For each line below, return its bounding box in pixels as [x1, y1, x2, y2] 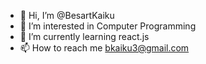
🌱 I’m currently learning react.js [19, 31, 150, 42]
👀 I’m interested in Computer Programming [19, 20, 197, 32]
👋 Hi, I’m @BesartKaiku [19, 10, 115, 21]
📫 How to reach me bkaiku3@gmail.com [19, 42, 190, 54]
